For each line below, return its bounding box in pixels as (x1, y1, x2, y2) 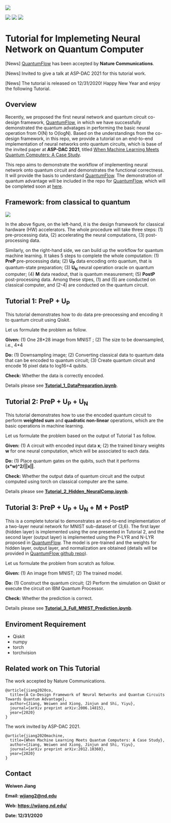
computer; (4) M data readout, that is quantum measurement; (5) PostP (5, 271, 155, 277)
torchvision (12, 649, 37, 656)
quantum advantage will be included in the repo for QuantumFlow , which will (5, 178, 165, 184)
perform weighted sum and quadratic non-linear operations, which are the (5, 417, 164, 423)
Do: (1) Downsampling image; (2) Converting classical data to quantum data (5, 352, 164, 358)
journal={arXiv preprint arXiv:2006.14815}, (10, 705, 106, 711)
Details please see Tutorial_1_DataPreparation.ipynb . (5, 382, 118, 389)
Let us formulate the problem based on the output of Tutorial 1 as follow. (5, 433, 156, 439)
